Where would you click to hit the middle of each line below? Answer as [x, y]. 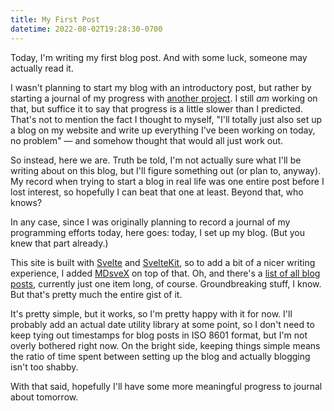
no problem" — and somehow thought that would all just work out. [147, 140]
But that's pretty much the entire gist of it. [96, 294]
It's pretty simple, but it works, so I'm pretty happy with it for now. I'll [151, 313]
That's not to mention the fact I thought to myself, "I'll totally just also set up [166, 119]
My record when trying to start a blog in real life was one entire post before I [167, 181]
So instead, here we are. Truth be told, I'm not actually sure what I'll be [156, 160]
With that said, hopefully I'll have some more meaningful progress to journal [166, 386]
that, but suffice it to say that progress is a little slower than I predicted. [156, 108]
